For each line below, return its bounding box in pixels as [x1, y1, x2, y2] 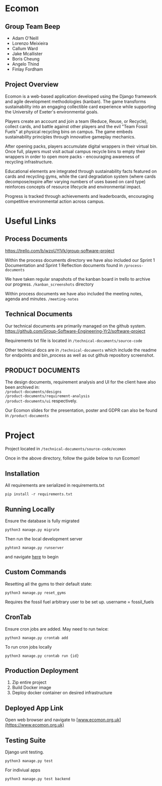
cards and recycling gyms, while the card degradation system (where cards [5, 173, 156, 179]
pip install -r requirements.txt [5, 492, 73, 497]
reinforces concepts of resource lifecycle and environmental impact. [5, 184, 142, 190]
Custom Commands [5, 568, 66, 576]
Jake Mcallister [12, 51, 43, 57]
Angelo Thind [12, 61, 39, 67]
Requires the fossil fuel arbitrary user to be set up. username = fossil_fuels [5, 599, 154, 605]
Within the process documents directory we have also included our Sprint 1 [5, 257, 155, 263]
